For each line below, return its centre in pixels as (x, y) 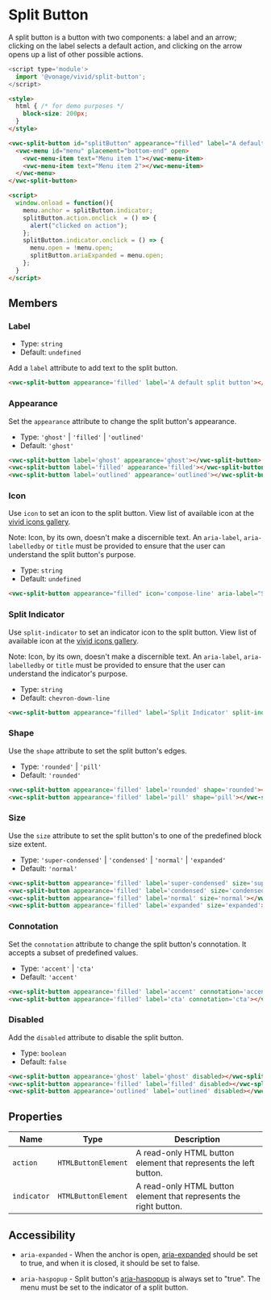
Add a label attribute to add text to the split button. (93, 368)
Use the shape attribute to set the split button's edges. (98, 751)
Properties (35, 1116)
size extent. (27, 844)
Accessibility (42, 1235)
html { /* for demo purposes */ (70, 107)
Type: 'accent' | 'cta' (57, 968)
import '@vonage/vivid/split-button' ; (81, 77)
